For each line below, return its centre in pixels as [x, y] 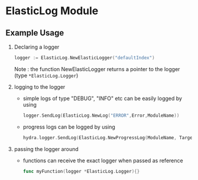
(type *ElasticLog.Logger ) [46, 75]
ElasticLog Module [52, 11]
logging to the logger [40, 86]
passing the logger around [46, 149]
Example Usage [35, 33]
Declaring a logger [37, 47]
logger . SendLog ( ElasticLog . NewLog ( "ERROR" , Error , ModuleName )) [101, 115]
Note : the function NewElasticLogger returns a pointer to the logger [97, 69]
